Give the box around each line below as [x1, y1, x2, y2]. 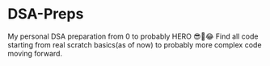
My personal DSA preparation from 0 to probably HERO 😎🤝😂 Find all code [7, 31, 259, 41]
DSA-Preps [7, 5, 84, 23]
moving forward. [7, 48, 62, 58]
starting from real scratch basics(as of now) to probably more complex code [7, 39, 262, 49]
